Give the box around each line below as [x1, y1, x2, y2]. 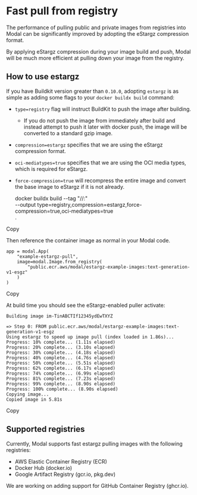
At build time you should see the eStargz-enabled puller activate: [6, 301, 165, 309]
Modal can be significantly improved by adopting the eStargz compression [6, 30, 189, 37]
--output [14, 201, 36, 208]
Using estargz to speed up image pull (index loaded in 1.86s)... [6, 334, 174, 340]
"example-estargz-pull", [17, 253, 79, 260]
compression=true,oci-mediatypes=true [14, 207, 114, 214]
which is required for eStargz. [14, 165, 88, 172]
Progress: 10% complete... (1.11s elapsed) [6, 339, 116, 345]
